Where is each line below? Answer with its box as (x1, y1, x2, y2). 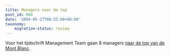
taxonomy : (5, 21, 27, 27)
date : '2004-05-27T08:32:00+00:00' (5, 17, 81, 22)
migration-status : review (14, 26, 70, 31)
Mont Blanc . (5, 45, 31, 51)
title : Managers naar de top (5, 7, 67, 13)
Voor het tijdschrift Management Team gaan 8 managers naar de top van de (5, 40, 165, 46)
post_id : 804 (5, 12, 33, 17)
